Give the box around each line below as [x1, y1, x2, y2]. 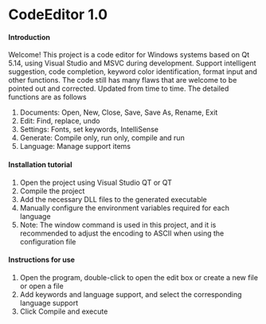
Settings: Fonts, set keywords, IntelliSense [19, 125, 159, 135]
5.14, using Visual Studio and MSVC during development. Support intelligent [8, 58, 256, 68]
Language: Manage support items [19, 142, 131, 151]
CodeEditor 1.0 [8, 6, 108, 24]
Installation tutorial [8, 159, 72, 169]
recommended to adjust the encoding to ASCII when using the [19, 228, 225, 238]
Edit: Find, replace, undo [19, 116, 100, 126]
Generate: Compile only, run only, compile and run [19, 133, 185, 142]
